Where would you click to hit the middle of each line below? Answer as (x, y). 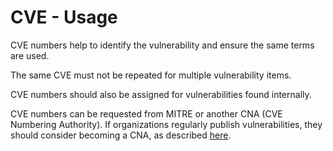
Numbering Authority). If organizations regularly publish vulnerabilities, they (166, 124)
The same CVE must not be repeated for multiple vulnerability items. (151, 75)
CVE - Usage (64, 17)
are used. (30, 55)
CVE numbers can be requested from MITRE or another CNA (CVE (146, 113)
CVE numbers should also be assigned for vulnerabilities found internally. (161, 94)
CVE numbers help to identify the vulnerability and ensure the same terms (162, 45)
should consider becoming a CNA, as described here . (121, 135)
